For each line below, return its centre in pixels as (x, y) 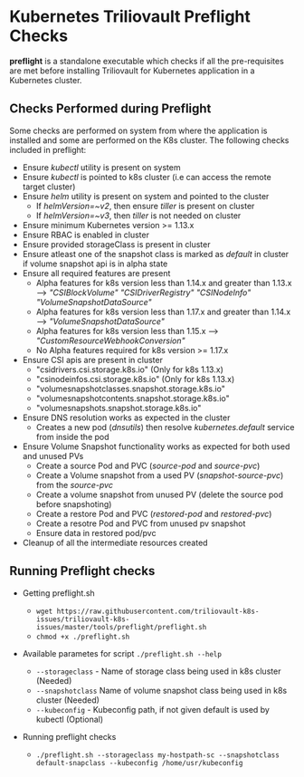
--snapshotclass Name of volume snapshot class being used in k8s (161, 690)
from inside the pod (73, 436)
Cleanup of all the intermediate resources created (115, 542)
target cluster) (49, 187)
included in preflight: (48, 149)
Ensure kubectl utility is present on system (101, 167)
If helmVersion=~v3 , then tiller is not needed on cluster (138, 216)
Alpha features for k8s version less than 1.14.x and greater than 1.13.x (164, 283)
